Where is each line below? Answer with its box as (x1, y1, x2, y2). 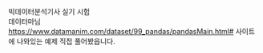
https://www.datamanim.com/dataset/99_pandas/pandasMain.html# (8, 27, 234, 36)
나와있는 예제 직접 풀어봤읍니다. (16, 36, 115, 46)
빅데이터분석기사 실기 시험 (8, 7, 91, 16)
